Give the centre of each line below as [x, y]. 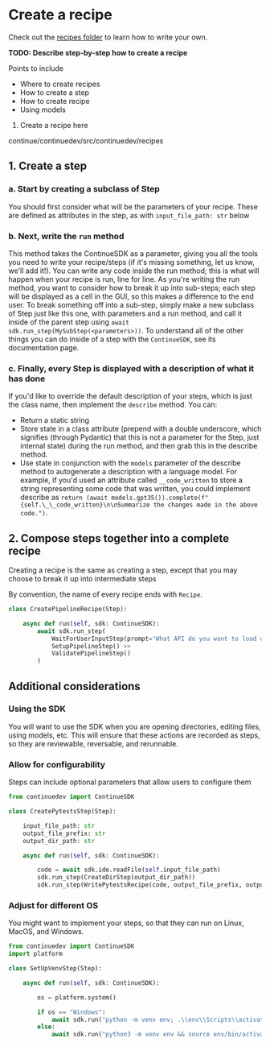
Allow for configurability [57, 764]
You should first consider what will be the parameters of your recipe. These [133, 206]
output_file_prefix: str [64, 833]
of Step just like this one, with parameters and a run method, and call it [125, 313]
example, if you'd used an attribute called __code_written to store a [131, 480]
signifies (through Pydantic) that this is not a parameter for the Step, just [139, 437]
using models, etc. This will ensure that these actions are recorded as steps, [135, 735]
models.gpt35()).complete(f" [160, 498]
